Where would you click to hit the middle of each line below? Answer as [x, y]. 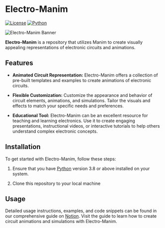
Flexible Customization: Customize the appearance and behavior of [82, 95]
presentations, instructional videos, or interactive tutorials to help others [86, 126]
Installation [23, 147]
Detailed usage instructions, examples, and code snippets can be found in [81, 211]
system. [20, 174]
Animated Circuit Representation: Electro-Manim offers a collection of [85, 75]
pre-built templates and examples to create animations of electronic [82, 80]
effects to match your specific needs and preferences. [68, 106]
